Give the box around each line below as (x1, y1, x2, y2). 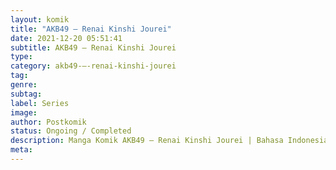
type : (10, 52, 33, 62)
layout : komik (10, 14, 70, 25)
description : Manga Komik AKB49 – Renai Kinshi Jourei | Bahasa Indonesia (10, 136, 329, 146)
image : (10, 107, 38, 118)
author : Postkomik (10, 117, 87, 127)
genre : (10, 80, 38, 90)
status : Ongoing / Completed (10, 126, 132, 136)
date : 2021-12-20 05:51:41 (10, 33, 123, 43)
